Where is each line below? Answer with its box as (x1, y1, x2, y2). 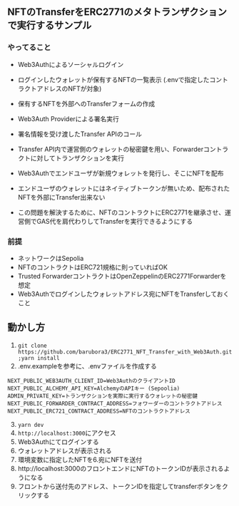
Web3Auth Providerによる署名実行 (17, 114, 119, 123)
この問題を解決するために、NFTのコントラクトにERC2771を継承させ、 (17, 208, 225, 217)
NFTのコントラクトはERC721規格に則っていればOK (17, 262, 168, 272)
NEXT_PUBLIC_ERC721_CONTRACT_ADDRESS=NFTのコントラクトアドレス (7, 408, 190, 415)
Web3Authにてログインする (17, 437, 100, 446)
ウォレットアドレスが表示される (17, 446, 112, 455)
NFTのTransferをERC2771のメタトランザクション (7, 6, 227, 19)
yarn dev (17, 421, 44, 428)
